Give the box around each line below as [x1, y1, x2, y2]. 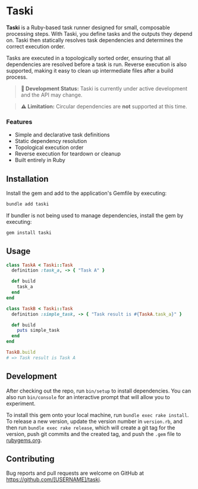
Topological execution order [14, 144, 84, 151]
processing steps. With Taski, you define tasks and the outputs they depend [6, 30, 193, 37]
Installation [6, 174, 49, 184]
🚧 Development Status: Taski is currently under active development [20, 85, 188, 92]
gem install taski [6, 229, 52, 236]
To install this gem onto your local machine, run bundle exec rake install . [6, 411, 189, 418]
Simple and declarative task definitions [14, 131, 110, 138]
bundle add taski [6, 201, 49, 207]
